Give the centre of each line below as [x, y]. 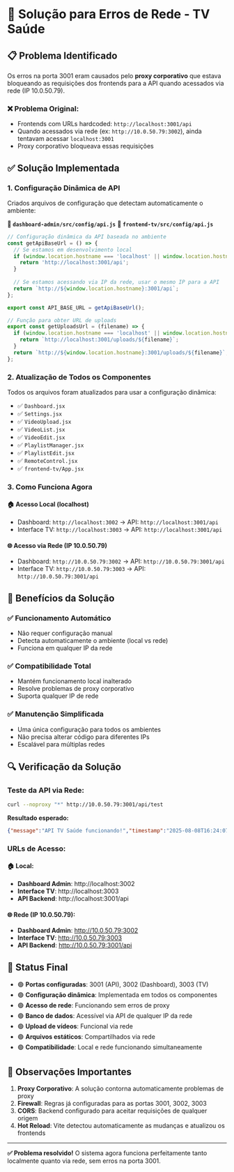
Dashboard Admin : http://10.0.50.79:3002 [78, 931]
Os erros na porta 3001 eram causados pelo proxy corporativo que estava [114, 76]
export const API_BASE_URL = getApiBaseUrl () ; [76, 307]
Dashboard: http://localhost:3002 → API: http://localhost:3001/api [118, 522]
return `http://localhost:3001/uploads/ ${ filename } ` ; [99, 340]
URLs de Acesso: [37, 848]
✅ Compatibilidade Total [49, 666]
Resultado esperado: [38, 818]
